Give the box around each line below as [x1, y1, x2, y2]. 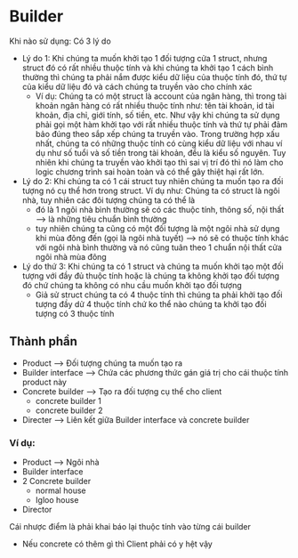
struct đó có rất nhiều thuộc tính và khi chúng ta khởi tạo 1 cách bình [21, 62, 274, 73]
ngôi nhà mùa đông [35, 251, 107, 262]
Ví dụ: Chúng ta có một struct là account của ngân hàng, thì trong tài [35, 91, 287, 101]
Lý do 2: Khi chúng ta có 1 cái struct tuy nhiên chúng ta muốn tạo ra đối [21, 175, 284, 186]
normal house [35, 485, 86, 496]
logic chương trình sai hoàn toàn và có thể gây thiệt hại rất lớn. [35, 166, 265, 177]
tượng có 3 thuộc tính [35, 308, 115, 319]
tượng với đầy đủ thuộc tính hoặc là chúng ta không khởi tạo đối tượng [21, 270, 280, 281]
